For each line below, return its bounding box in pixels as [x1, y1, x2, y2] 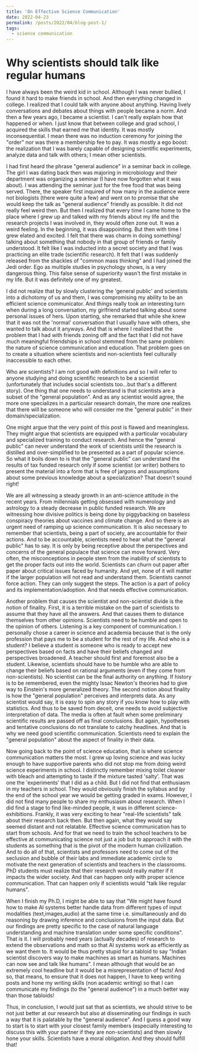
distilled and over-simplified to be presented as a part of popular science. [6, 449, 185, 456]
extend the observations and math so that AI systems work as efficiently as [6, 942, 189, 949]
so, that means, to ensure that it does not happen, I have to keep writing [6, 973, 181, 980]
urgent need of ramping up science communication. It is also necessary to [6, 524, 187, 531]
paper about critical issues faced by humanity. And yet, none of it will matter [6, 567, 192, 574]
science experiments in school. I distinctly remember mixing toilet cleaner [6, 766, 186, 773]
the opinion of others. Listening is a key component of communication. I [6, 623, 181, 630]
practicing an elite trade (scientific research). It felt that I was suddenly [6, 251, 178, 258]
